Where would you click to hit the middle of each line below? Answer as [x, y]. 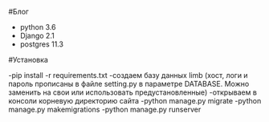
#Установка [28, 60]
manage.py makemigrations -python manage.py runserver [105, 109]
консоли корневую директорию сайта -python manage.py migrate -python [135, 101]
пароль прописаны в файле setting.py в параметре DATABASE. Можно [129, 84]
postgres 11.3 [42, 44]
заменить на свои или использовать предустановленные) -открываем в [132, 92]
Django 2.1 [37, 36]
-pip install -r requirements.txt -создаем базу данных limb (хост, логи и [128, 75]
